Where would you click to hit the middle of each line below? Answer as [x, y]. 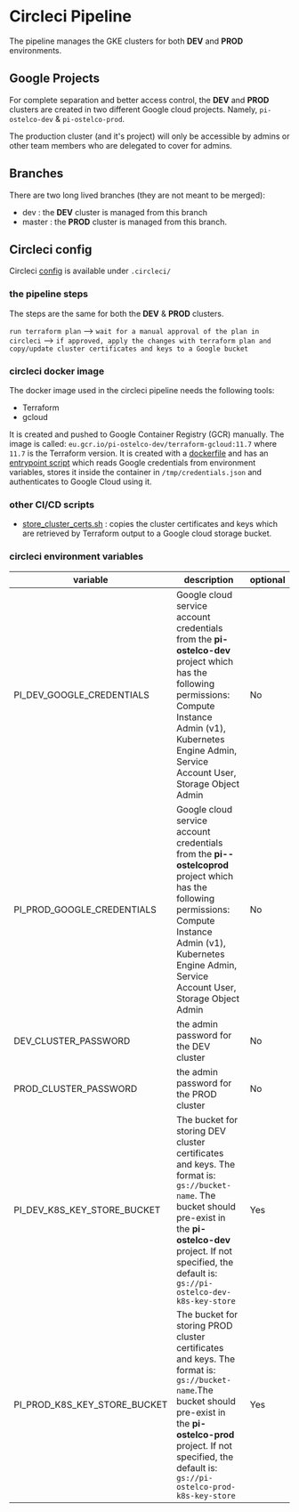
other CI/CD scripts [52, 505]
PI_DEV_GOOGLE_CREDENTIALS [81, 694]
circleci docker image [57, 371]
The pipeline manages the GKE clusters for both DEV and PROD [126, 41]
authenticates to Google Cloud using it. [81, 481]
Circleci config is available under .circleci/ [90, 271]
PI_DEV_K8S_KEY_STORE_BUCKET [87, 1209]
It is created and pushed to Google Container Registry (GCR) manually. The [147, 434]
